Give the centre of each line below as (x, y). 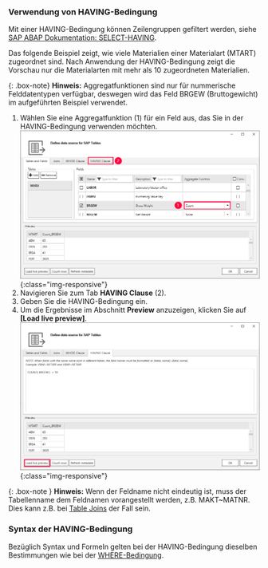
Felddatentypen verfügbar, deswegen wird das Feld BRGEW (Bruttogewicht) (133, 94)
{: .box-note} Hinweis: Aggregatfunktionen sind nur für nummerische (122, 85)
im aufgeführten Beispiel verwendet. (68, 103)
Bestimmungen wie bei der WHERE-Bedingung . (86, 555)
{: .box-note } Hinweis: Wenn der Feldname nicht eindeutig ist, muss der (128, 491)
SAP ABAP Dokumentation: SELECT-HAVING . (83, 37)
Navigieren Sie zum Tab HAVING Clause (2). (93, 293)
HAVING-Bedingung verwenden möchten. (89, 127)
